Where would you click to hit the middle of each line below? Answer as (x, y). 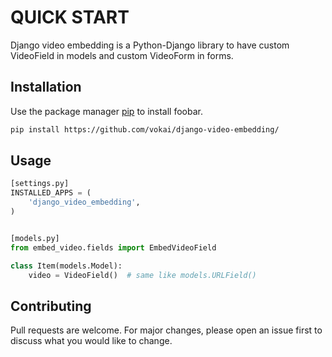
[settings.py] (40, 184)
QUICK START (70, 17)
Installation (46, 87)
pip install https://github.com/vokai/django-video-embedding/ (145, 129)
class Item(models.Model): (66, 266)
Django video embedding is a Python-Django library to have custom (150, 45)
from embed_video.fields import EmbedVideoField (113, 247)
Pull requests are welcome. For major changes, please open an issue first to (166, 330)
